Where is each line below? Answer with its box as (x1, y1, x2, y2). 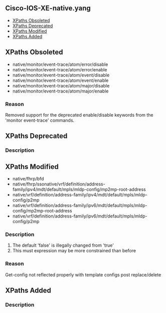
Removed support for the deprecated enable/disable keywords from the (5, 112, 154, 118)
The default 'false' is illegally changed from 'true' (12, 242, 114, 248)
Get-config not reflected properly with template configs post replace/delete (5, 271, 161, 278)
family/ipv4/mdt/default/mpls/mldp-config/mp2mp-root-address (12, 186, 146, 192)
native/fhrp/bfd (12, 176, 44, 182)
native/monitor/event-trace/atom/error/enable (12, 66, 107, 72)
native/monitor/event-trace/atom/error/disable (12, 61, 108, 67)
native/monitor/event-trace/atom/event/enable (12, 77, 109, 83)
